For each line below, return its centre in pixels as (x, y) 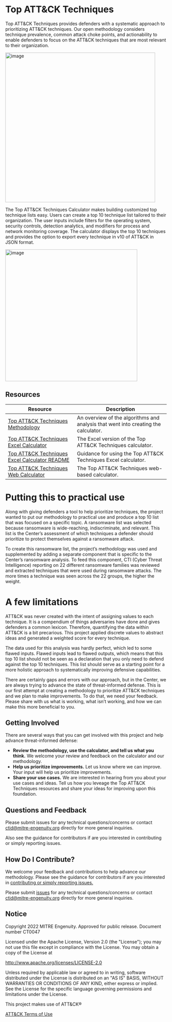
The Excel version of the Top (111, 439)
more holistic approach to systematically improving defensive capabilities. (83, 670)
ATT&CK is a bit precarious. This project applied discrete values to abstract (84, 632)
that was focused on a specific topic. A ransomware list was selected (78, 522)
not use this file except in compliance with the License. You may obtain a (82, 947)
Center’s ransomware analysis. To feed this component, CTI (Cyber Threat (84, 560)
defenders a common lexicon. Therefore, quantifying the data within (77, 627)
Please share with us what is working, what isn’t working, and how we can (83, 701)
